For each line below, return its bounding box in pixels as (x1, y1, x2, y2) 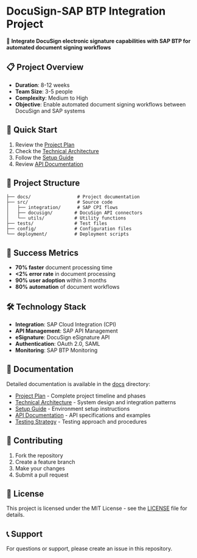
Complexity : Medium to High (15, 94, 88, 102)
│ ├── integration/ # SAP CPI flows (6, 205, 119, 211)
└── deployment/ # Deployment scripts (6, 231, 130, 238)
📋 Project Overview (6, 62, 84, 72)
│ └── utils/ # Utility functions (6, 215, 126, 221)
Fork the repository (15, 452, 64, 459)
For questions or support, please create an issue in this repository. (6, 545, 173, 553)
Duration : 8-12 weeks (15, 81, 70, 89)
